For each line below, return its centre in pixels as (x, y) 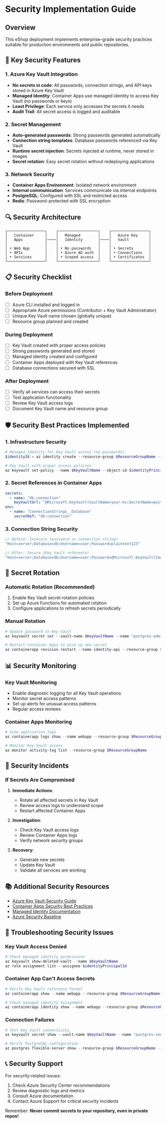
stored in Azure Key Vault (38, 90)
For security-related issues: (33, 1075)
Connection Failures (30, 1020)
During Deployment (29, 334)
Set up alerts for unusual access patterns (54, 703)
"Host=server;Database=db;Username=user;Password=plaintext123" (73, 544)
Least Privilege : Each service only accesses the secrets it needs (78, 106)
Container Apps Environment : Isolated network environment (74, 185)
